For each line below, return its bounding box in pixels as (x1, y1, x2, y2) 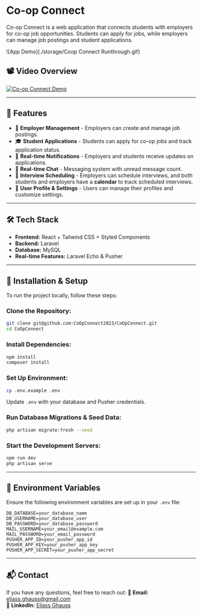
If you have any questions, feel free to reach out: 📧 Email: (6, 589, 148, 596)
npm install (6, 354, 36, 360)
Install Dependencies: (6, 341, 72, 349)
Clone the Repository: (6, 307, 72, 315)
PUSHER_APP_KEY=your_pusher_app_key (6, 542, 98, 548)
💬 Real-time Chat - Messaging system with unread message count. (14, 165, 182, 172)
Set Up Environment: (6, 374, 68, 382)
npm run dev (6, 455, 36, 461)
